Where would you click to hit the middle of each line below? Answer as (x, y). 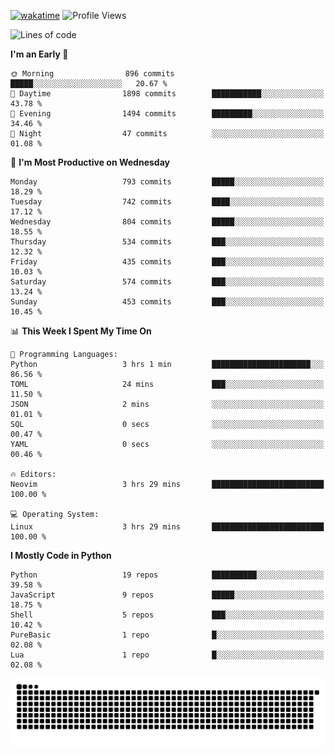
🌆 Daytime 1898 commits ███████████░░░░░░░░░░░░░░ (167, 94)
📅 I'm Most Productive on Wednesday (90, 162)
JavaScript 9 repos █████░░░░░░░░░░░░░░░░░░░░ (167, 595)
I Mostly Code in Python (61, 555)
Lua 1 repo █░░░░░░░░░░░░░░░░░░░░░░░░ (167, 655)
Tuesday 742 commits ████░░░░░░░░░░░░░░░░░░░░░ (167, 202)
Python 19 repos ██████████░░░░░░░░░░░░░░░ (167, 575)
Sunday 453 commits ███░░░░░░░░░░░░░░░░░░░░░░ (167, 302)
